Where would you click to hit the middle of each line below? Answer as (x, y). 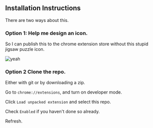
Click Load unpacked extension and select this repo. (58, 102)
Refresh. (14, 121)
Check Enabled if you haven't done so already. (53, 112)
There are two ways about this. (37, 20)
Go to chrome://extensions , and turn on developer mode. (64, 92)
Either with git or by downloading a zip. (45, 83)
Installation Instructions (43, 8)
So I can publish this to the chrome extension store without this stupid (77, 44)
